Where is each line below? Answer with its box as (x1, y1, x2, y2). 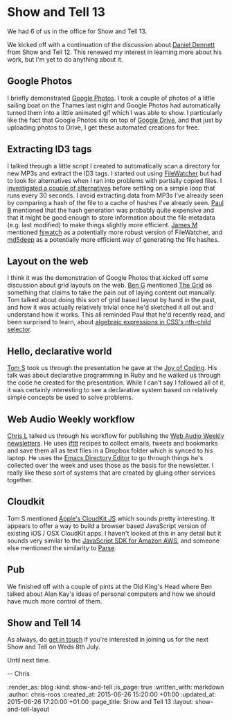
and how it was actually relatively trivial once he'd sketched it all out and (7, 303, 213, 312)
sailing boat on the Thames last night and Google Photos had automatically (7, 101, 221, 109)
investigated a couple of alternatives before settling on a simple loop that (7, 184, 215, 192)
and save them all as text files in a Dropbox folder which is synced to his (7, 446, 213, 455)
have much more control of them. (7, 597, 102, 605)
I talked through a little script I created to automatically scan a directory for (7, 161, 220, 170)
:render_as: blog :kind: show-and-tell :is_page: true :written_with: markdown (7, 683, 224, 692)
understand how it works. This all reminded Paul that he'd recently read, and (7, 310, 225, 319)
